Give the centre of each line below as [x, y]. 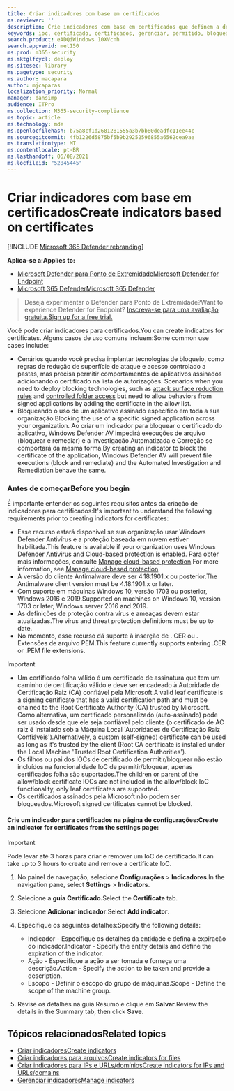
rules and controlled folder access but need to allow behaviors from [115, 396]
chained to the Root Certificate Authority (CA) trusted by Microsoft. [114, 707]
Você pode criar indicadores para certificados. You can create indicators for [116, 330]
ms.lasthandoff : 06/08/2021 [48, 157]
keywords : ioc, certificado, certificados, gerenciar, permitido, [106, 33]
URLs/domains [38, 1072]
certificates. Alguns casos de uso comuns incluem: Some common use [108, 338]
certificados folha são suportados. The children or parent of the [108, 774]
